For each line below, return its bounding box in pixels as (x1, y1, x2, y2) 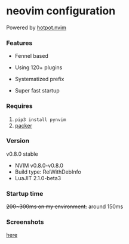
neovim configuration (6, 4, 116, 18)
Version (6, 137, 30, 145)
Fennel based (14, 52, 49, 60)
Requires (6, 102, 33, 110)
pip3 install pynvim (14, 116, 66, 123)
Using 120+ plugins (14, 64, 63, 71)
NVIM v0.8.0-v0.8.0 (14, 162, 64, 169)
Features (6, 39, 33, 47)
